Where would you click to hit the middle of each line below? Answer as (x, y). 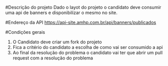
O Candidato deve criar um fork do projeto (57, 42)
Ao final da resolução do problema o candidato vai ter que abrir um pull (88, 53)
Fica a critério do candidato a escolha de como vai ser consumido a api (88, 47)
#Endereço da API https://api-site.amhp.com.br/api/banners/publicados (81, 22)
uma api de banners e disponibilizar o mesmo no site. (62, 13)
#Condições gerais (25, 32)
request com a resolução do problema (53, 58)
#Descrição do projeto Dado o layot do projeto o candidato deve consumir (83, 7)
